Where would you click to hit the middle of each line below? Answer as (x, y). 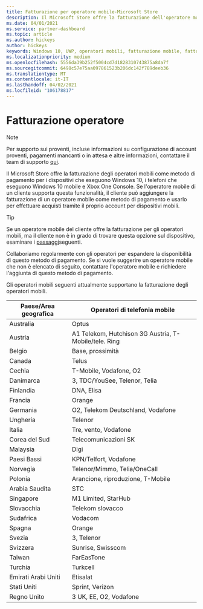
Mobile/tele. (89, 341)
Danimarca (25, 380)
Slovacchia (25, 508)
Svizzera (22, 547)
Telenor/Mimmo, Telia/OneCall (115, 469)
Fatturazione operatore (66, 121)
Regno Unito (27, 596)
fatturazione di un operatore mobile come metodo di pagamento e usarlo (97, 199)
